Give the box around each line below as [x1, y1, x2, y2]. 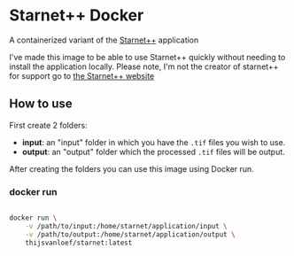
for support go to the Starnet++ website [9, 70, 155, 81]
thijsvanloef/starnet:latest [25, 238, 133, 247]
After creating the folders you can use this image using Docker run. [9, 163, 254, 174]
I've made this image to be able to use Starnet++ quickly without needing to [9, 51, 286, 62]
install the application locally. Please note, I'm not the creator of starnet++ [9, 61, 279, 72]
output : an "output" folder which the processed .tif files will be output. [21, 146, 285, 157]
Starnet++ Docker [9, 5, 144, 26]
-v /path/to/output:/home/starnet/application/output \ [25, 229, 236, 239]
